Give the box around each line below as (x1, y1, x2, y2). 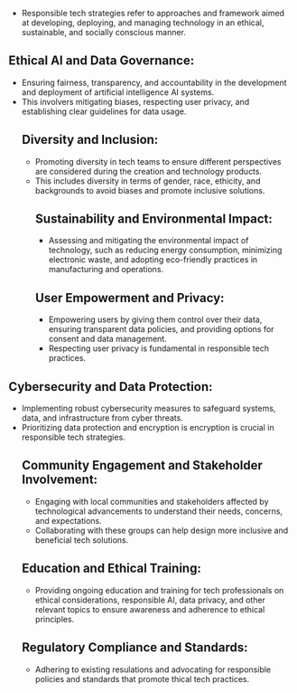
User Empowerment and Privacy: (34, 290, 225, 306)
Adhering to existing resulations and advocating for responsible (34, 664, 272, 675)
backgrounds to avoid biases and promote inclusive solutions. (34, 185, 265, 195)
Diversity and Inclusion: (21, 132, 159, 147)
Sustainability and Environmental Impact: (34, 212, 273, 227)
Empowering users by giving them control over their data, (48, 314, 263, 325)
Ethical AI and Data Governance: (8, 53, 195, 69)
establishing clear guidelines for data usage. (21, 106, 187, 117)
